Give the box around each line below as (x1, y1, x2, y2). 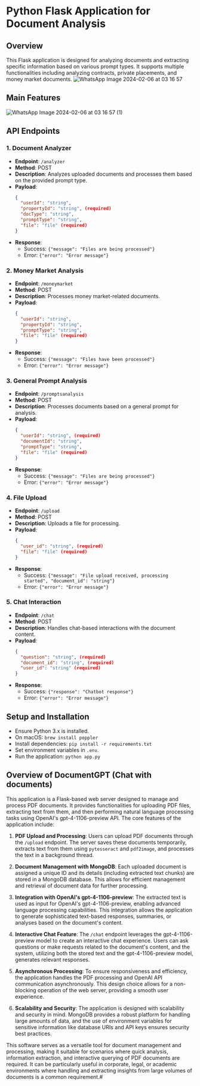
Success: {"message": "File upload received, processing (23, 571, 168, 579)
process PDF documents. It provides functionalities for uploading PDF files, (6, 802, 191, 809)
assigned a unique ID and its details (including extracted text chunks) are (14, 869, 195, 876)
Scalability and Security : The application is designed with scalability (14, 1004, 184, 1011)
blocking (14, 986, 37, 993)
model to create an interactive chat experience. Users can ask (35, 937, 189, 944)
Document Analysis (6, 17, 106, 30)
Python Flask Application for (6, 4, 150, 18)
